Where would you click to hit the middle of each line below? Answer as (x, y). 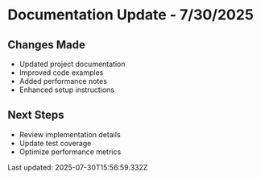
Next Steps (36, 115)
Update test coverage (55, 143)
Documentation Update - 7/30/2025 (131, 15)
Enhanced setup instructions (66, 90)
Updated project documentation (72, 64)
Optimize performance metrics (70, 152)
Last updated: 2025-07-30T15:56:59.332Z (78, 167)
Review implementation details (70, 134)
